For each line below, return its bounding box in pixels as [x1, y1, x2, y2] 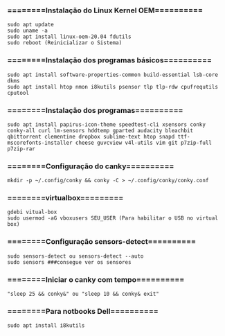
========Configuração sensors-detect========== [7, 237, 196, 247]
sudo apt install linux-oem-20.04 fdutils [7, 33, 132, 40]
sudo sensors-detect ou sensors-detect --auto [7, 252, 144, 260]
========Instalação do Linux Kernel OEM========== [7, 6, 203, 15]
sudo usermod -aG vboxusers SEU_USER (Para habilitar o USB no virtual [7, 215, 218, 222]
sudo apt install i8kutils [7, 322, 85, 329]
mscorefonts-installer [7, 139, 73, 146]
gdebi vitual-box [7, 209, 57, 216]
